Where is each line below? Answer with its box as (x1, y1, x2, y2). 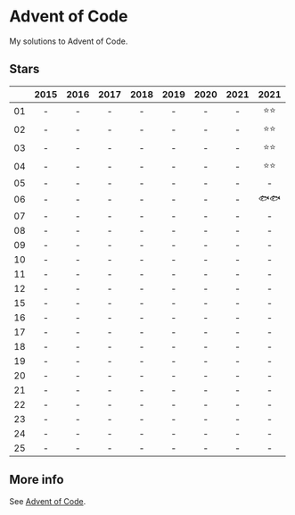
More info (9, 472, 64, 487)
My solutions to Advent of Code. (9, 36, 128, 46)
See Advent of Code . (9, 495, 86, 506)
